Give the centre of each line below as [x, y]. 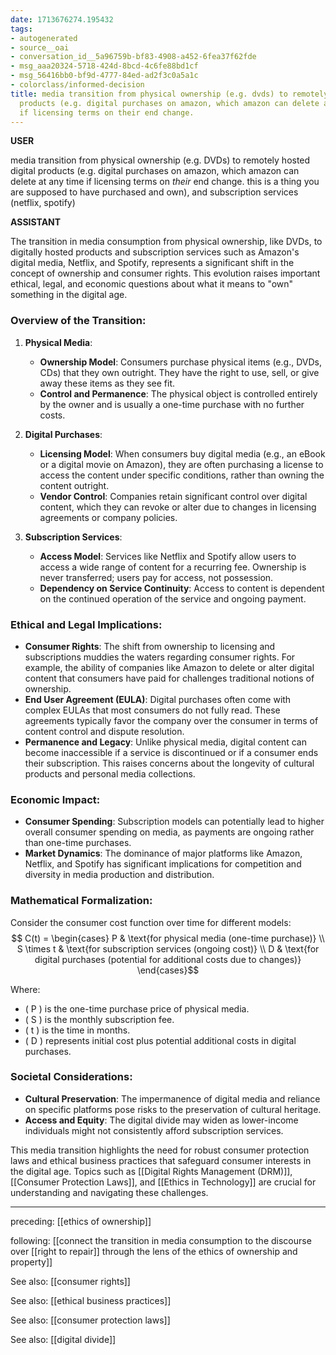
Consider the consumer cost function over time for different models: [151, 922]
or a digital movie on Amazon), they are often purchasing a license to [181, 464]
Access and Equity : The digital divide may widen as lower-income [161, 1120]
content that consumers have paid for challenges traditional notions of [169, 678]
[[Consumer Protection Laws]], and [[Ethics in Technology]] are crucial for [163, 1182]
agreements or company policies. [108, 517]
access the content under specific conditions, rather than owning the [182, 475]
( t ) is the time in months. [77, 1030]
